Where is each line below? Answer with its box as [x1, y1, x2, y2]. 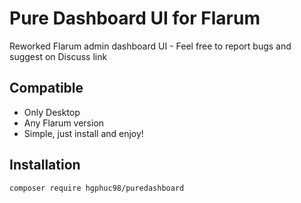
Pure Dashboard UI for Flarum [9, 7, 261, 30]
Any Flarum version [23, 117, 105, 129]
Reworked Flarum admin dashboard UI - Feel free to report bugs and [9, 40, 292, 52]
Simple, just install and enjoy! [23, 127, 144, 139]
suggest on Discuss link [9, 50, 108, 62]
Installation [9, 157, 81, 174]
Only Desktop [23, 106, 81, 118]
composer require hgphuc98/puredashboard [9, 183, 185, 193]
